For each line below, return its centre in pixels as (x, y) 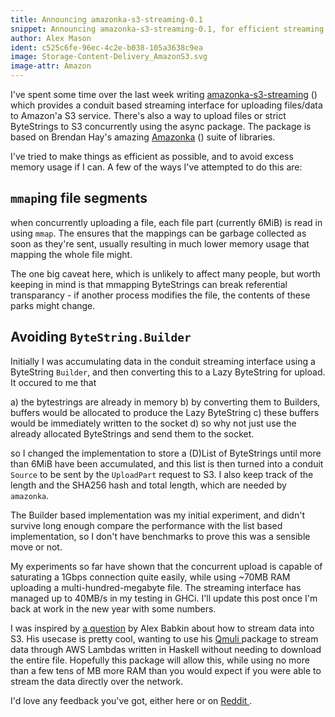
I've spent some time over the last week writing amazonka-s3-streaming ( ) (164, 94)
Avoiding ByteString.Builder (101, 337)
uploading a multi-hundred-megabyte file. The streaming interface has (156, 587)
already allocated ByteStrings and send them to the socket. (132, 433)
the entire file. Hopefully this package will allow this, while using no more (160, 660)
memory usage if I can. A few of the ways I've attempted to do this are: (156, 167)
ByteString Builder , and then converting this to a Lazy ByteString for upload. (168, 372)
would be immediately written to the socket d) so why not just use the (153, 423)
